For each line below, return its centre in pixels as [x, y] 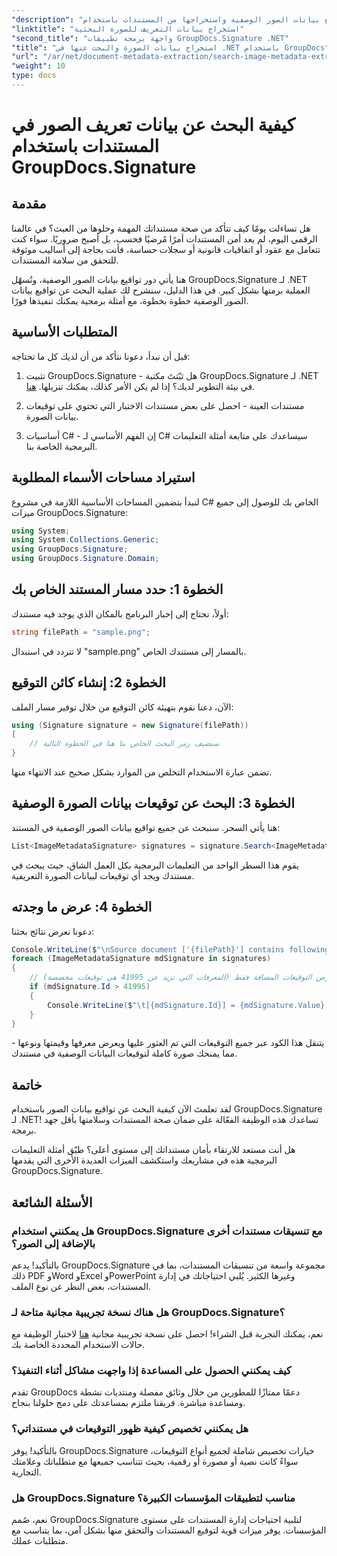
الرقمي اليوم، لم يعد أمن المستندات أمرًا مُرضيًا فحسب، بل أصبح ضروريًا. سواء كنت [164, 238]
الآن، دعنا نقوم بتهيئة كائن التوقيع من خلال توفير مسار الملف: [122, 707]
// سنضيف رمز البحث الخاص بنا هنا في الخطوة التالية [124, 744]
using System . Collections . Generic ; [85, 540]
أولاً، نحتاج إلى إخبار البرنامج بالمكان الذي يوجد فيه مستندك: [120, 613]
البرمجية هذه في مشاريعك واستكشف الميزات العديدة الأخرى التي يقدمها [144, 1160]
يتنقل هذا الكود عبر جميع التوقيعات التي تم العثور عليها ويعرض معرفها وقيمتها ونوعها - [168, 1043]
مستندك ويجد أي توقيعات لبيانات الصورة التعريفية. [103, 875]
